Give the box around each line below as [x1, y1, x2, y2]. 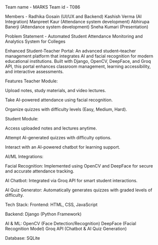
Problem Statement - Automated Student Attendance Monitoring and [5, 34, 143, 39]
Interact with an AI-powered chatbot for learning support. [5, 144, 120, 150]
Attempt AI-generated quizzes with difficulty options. [5, 135, 112, 140]
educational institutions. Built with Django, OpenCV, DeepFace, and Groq [5, 58, 151, 64]
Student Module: [5, 116, 39, 121]
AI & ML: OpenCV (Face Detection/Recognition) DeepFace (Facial [5, 221, 137, 226]
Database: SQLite [5, 235, 40, 241]
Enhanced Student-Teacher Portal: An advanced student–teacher [5, 48, 136, 54]
